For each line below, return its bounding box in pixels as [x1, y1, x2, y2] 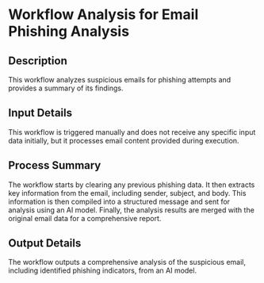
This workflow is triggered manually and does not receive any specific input [8, 127, 256, 136]
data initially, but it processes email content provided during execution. [8, 136, 239, 145]
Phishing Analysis [8, 22, 129, 40]
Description [8, 54, 67, 67]
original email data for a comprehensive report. [8, 213, 162, 223]
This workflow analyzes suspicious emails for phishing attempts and [8, 75, 231, 84]
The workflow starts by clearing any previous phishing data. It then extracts [8, 180, 255, 189]
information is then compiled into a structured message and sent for [8, 197, 231, 206]
